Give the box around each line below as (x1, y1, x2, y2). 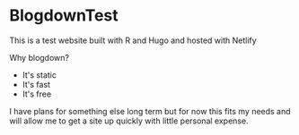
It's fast (22, 79, 51, 89)
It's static (22, 69, 57, 80)
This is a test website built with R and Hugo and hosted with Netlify (9, 35, 258, 46)
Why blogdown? (9, 52, 70, 63)
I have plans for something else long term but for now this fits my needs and (9, 105, 291, 116)
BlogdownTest (9, 5, 119, 26)
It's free (22, 89, 52, 99)
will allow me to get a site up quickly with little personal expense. (9, 115, 249, 126)
